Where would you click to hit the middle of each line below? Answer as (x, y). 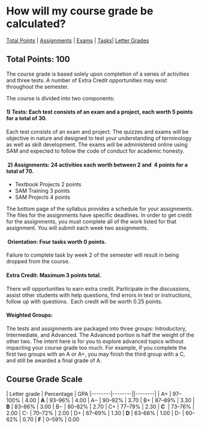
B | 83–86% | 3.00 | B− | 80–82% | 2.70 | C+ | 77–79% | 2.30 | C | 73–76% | (100, 406)
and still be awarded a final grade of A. (54, 360)
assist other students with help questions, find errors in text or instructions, (99, 295)
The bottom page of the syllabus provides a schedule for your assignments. (100, 209)
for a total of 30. (27, 118)
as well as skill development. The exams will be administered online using (97, 144)
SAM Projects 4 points (43, 197)
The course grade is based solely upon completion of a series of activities (98, 74)
